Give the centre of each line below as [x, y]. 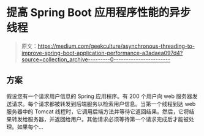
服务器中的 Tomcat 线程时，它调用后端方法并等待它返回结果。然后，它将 [98, 111]
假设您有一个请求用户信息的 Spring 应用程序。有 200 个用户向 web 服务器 [99, 96]
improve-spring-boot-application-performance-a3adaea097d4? [102, 53]
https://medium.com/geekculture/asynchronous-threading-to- [116, 46]
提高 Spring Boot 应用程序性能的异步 [99, 13]
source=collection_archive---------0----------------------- [96, 59]
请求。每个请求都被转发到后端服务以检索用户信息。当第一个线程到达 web [104, 104]
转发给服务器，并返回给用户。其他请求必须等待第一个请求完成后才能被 [100, 119]
